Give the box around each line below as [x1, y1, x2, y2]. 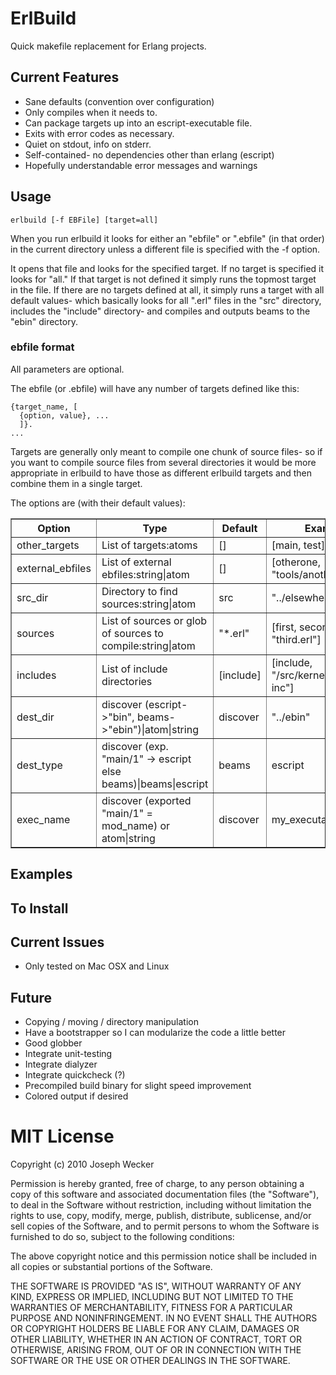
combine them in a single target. [10, 477, 143, 489]
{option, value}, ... [19, 410, 110, 421]
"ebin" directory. [10, 315, 78, 327]
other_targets [16, 538, 80, 552]
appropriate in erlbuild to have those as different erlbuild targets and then [10, 467, 313, 479]
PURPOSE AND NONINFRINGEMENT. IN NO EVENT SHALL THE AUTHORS [10, 1312, 318, 1324]
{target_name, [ [10, 402, 78, 412]
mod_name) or [101, 818, 171, 832]
